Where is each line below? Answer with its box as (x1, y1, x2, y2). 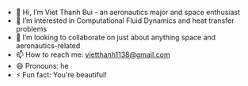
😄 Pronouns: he (15, 62, 69, 70)
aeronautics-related (15, 41, 81, 50)
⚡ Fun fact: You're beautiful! (15, 70, 107, 79)
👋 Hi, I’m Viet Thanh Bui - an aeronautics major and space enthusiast (15, 8, 240, 17)
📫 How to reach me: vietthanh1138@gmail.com (15, 50, 170, 59)
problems (15, 24, 48, 33)
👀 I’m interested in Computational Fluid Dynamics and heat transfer (15, 16, 235, 25)
